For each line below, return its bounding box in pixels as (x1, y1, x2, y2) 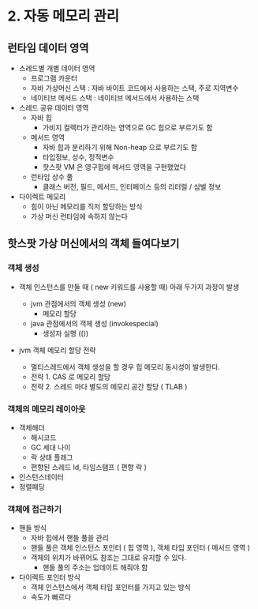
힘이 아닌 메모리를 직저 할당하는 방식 (30, 202, 143, 211)
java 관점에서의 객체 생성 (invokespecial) (30, 318, 159, 328)
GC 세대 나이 (30, 442, 71, 452)
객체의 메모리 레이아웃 (7, 404, 86, 415)
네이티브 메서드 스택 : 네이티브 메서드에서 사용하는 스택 (30, 93, 200, 103)
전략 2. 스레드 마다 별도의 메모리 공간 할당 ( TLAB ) (30, 382, 188, 391)
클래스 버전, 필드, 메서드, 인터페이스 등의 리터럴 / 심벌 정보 (42, 182, 222, 191)
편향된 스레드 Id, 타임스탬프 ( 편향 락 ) (30, 462, 148, 472)
